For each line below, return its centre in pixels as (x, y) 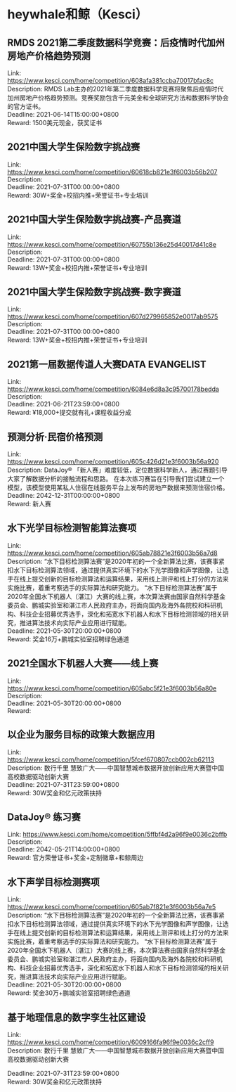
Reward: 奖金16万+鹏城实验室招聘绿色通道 (68, 639)
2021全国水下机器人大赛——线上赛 (83, 663)
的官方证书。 (26, 107)
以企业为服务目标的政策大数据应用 (81, 734)
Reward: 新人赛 (29, 504)
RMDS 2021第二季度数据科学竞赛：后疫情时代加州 (116, 43)
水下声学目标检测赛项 (53, 882)
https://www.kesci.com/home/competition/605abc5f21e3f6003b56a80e (112, 688)
